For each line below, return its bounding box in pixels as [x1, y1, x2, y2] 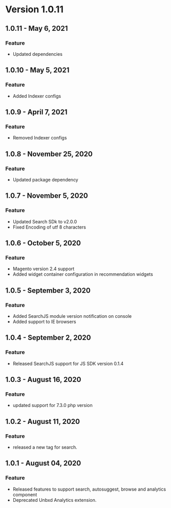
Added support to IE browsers [12, 319, 76, 324]
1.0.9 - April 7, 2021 [5, 108, 68, 116]
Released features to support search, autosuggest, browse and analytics [12, 486, 166, 492]
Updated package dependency [12, 176, 78, 182]
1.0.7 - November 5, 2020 [5, 191, 88, 200]
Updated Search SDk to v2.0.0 [12, 218, 77, 225]
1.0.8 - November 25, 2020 [5, 150, 93, 158]
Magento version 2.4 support [12, 266, 75, 272]
